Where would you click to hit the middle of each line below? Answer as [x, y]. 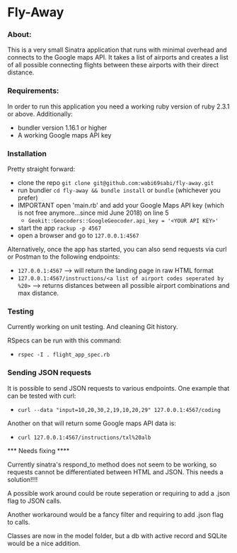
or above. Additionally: [40, 113]
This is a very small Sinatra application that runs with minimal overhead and [117, 50]
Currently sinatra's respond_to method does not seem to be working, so [112, 464]
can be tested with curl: [42, 396]
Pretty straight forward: [41, 169]
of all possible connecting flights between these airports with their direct [113, 65]
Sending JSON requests [50, 373]
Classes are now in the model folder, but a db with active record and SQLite [117, 535]
